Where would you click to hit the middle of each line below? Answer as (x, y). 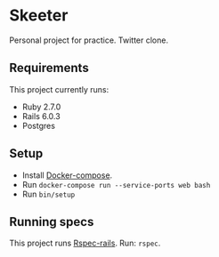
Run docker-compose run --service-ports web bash (116, 184)
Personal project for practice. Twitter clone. (89, 40)
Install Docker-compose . (67, 175)
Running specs (52, 222)
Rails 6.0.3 (41, 116)
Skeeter (39, 16)
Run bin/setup (49, 194)
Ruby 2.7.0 (41, 107)
